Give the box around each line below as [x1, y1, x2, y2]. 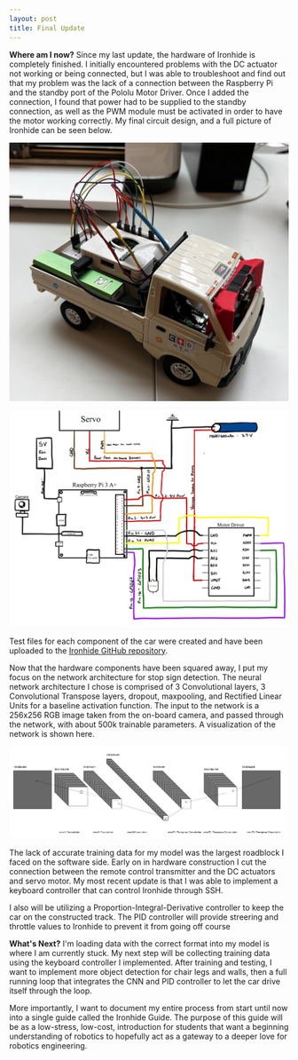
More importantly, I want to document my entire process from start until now [9, 1002, 288, 1013]
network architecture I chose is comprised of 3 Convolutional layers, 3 [9, 681, 266, 692]
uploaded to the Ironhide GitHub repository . [9, 645, 169, 656]
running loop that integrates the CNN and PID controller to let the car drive [9, 976, 281, 986]
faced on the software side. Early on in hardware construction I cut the [9, 857, 267, 867]
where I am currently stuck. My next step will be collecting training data [9, 947, 271, 958]
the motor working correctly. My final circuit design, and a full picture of [9, 115, 272, 126]
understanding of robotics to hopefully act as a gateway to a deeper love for [9, 1031, 288, 1041]
